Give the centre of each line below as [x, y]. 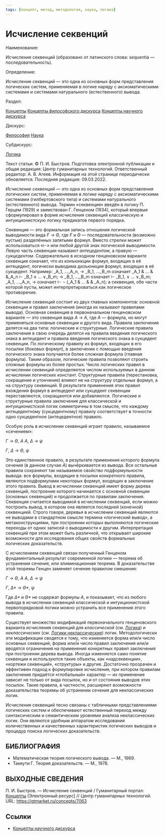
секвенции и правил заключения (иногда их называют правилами [75, 307]
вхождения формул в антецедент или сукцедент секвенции [68, 390]
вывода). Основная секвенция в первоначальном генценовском [73, 312]
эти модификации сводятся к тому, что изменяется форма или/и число [80, 638]
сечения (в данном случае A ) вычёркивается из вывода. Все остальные [82, 465]
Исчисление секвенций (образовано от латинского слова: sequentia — [80, 57]
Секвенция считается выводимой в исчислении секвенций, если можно [82, 502]
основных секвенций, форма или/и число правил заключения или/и [77, 643]
